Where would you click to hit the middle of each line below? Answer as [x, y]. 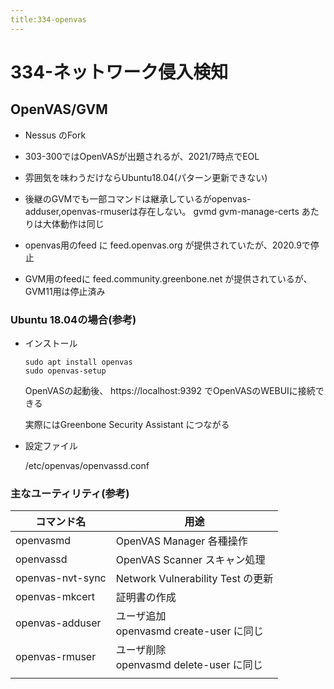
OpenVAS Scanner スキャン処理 [190, 560]
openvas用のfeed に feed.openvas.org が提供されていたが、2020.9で [167, 245]
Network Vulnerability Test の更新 [194, 579]
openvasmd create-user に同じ [189, 631]
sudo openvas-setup [65, 371]
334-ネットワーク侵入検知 [119, 72]
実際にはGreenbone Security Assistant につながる [127, 424]
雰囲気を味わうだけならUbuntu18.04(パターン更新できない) [146, 177]
